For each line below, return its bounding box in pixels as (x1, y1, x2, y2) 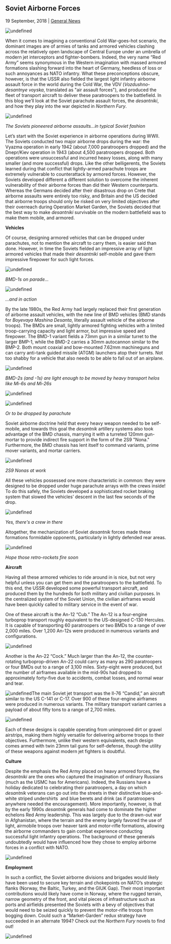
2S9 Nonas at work (5, 467, 46, 474)
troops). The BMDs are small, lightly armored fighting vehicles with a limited (5, 322, 165, 328)
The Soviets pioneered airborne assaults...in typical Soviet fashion (5, 123, 145, 129)
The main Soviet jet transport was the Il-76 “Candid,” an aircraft (31, 690, 165, 696)
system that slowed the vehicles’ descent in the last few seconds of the (5, 494, 156, 500)
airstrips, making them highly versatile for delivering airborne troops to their (5, 732, 164, 738)
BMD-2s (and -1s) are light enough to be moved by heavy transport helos (5, 375, 160, 381)
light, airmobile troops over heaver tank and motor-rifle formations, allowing (5, 822, 165, 829)
